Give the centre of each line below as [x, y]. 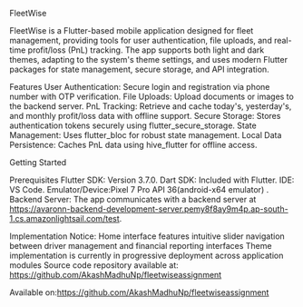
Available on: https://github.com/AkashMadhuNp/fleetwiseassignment [139, 292]
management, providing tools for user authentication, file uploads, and [141, 40]
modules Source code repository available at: [94, 265]
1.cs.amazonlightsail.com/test [64, 218]
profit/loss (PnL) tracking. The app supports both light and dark [146, 50]
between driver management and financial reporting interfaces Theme [141, 246]
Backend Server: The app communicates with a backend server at [133, 199]
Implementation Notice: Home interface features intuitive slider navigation [147, 236]
